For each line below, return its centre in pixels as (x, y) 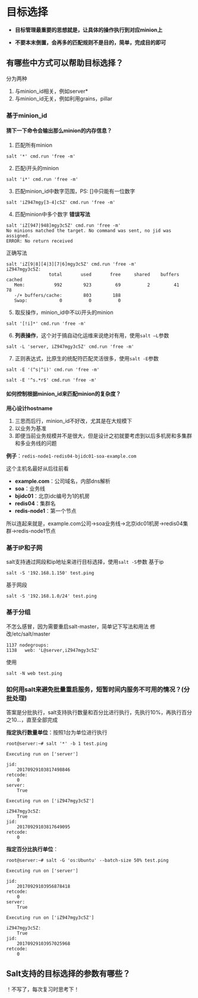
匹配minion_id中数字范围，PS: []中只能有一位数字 (75, 191)
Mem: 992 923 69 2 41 (97, 285)
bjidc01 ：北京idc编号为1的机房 (52, 496)
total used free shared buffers (114, 274)
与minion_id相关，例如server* (51, 91)
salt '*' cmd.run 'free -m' (41, 156)
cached (14, 280)
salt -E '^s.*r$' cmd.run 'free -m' (51, 380)
